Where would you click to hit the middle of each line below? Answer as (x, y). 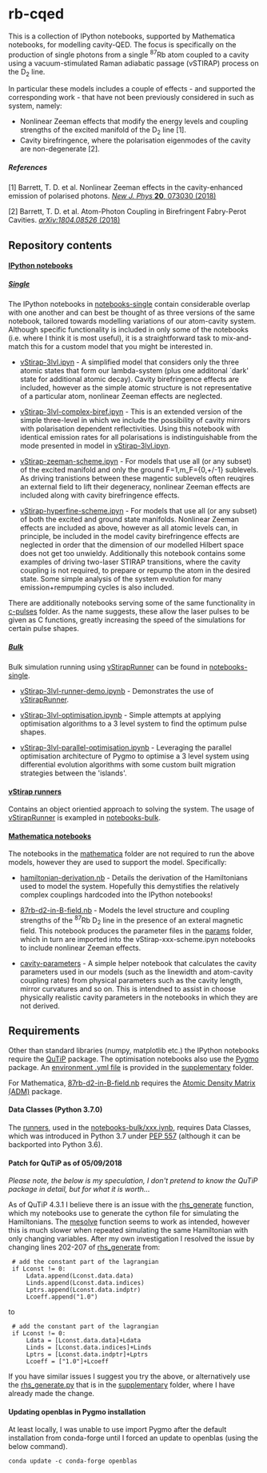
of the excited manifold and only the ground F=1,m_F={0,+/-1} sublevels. (139, 470)
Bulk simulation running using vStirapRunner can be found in (108, 667)
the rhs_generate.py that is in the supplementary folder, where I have (122, 1385)
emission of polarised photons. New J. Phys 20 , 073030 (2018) (112, 196)
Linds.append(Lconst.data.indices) (86, 1283)
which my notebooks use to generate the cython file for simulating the (124, 1213)
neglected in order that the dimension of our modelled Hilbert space (132, 545)
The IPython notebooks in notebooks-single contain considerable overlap (129, 304)
